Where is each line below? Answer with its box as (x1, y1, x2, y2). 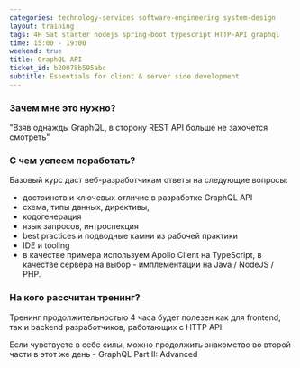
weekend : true (9, 47, 63, 56)
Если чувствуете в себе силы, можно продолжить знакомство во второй (9, 339, 291, 350)
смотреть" (9, 132, 50, 143)
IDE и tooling (22, 240, 70, 251)
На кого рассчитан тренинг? (9, 291, 141, 304)
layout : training (9, 22, 75, 31)
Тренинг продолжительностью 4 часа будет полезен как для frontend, (9, 312, 281, 323)
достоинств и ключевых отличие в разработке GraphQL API (22, 192, 253, 203)
